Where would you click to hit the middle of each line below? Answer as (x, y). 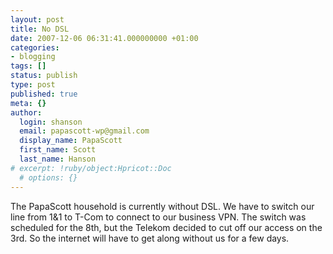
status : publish (44, 76)
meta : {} (28, 103)
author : (26, 112)
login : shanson (51, 122)
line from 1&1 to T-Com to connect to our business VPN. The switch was (158, 217)
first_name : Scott (58, 150)
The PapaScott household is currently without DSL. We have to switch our (162, 206)
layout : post (37, 19)
